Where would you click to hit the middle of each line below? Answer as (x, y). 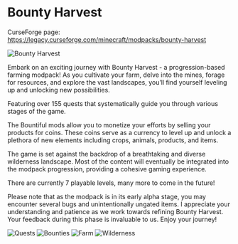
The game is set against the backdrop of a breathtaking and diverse (107, 154)
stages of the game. (37, 111)
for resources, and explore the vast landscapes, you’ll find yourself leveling (117, 82)
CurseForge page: (34, 32)
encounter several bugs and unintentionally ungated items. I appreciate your (119, 204)
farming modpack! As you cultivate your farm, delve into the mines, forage (116, 75)
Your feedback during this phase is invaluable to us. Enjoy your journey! (112, 219)
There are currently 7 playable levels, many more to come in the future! (111, 183)
